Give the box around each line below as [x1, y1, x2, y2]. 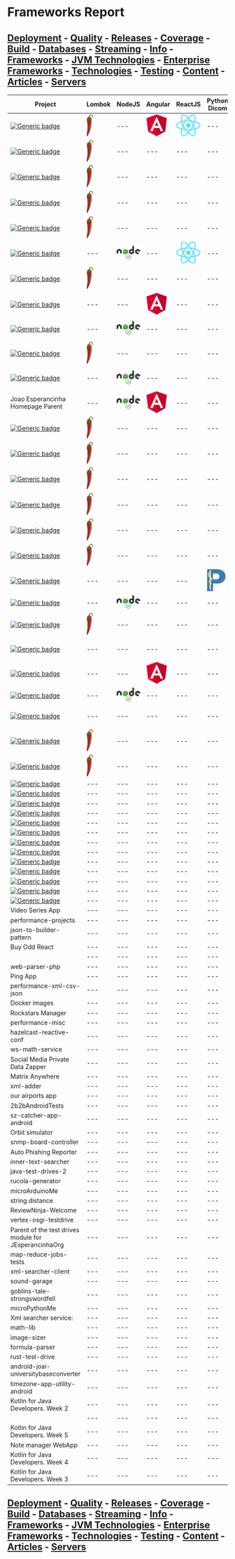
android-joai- [10, 1362, 51, 1371]
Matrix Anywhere [10, 1072, 59, 1080]
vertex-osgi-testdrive [10, 1215, 74, 1225]
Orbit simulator [10, 1128, 54, 1137]
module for [10, 1233, 42, 1241]
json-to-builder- [10, 925, 61, 934]
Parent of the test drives [10, 1225, 80, 1234]
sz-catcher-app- [10, 1110, 62, 1120]
